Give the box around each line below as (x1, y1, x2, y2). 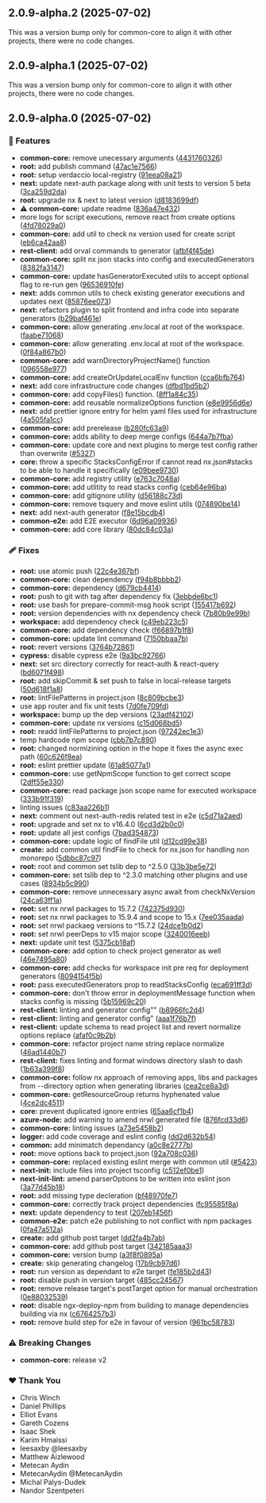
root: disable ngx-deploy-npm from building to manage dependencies (19, 1300, 249, 1310)
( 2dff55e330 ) (19, 777, 64, 786)
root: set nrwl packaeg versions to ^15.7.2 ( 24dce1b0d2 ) (19, 921, 204, 930)
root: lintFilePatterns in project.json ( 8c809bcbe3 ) (19, 693, 185, 702)
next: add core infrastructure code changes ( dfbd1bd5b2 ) (19, 381, 210, 391)
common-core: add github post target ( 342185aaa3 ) (19, 1241, 193, 1250)
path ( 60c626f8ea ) (19, 751, 83, 761)
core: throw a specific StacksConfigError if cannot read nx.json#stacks (19, 457, 253, 467)
